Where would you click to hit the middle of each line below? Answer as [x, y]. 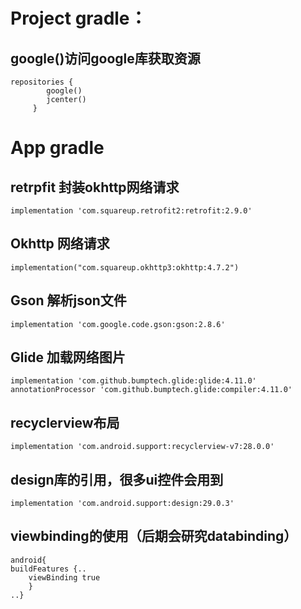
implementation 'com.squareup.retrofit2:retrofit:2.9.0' [131, 211]
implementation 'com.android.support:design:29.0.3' [122, 504]
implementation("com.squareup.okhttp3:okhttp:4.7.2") [125, 267]
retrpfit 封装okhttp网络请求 [95, 187]
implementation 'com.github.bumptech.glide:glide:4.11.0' [133, 381]
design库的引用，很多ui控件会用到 [117, 479]
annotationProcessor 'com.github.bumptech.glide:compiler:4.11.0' [151, 390]
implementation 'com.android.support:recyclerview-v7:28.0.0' [142, 447]
